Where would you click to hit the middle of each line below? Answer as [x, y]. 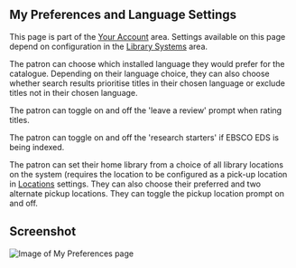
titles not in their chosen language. [74, 92]
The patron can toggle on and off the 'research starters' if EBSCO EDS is [144, 137]
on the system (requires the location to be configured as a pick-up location [148, 174]
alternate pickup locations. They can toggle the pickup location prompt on [147, 193]
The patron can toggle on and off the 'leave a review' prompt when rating [146, 110]
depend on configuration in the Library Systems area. [109, 46]
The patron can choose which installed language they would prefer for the [147, 63]
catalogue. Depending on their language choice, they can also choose [140, 73]
